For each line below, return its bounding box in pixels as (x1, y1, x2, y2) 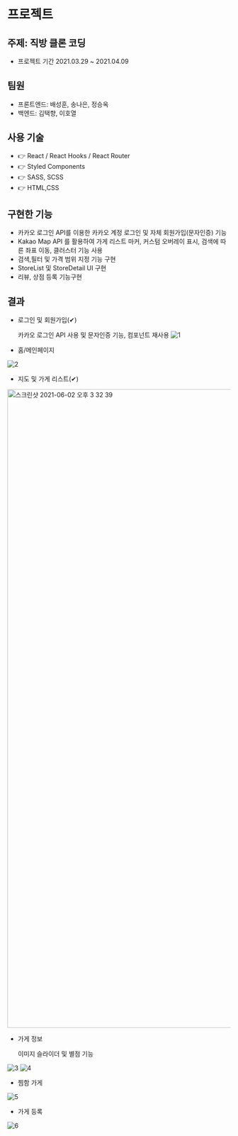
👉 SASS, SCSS (17, 172, 64, 181)
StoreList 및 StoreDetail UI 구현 (17, 264, 107, 272)
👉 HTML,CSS (17, 183, 59, 192)
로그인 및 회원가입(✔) (17, 316, 77, 324)
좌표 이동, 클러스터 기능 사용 (25, 246, 103, 255)
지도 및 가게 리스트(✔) (17, 375, 79, 383)
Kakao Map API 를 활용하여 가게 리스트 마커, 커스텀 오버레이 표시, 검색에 (17, 237, 219, 246)
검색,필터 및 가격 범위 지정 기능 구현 (17, 255, 116, 263)
